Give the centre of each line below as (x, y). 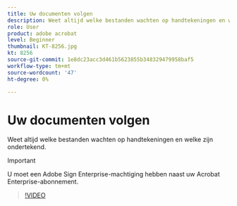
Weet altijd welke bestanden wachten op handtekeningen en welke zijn (110, 140)
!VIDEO (35, 195)
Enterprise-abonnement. (43, 182)
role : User (23, 27)
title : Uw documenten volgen (50, 14)
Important (22, 161)
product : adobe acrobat (42, 33)
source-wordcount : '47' (42, 72)
